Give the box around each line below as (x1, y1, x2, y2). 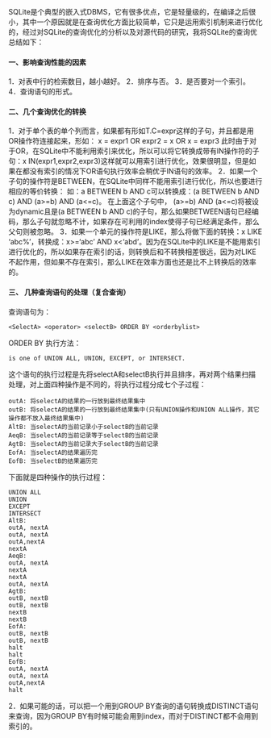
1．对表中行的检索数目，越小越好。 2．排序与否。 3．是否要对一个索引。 (8, 77, 250, 86)
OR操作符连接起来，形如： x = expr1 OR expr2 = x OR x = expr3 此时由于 (8, 136, 250, 146)
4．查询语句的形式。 (8, 87, 77, 97)
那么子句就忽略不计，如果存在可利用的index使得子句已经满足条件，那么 (22, 217, 260, 227)
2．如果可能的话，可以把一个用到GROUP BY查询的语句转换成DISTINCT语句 (8, 701, 260, 711)
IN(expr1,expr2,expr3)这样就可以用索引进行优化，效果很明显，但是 (27, 156, 249, 166)
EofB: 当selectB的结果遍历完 (8, 457, 98, 465)
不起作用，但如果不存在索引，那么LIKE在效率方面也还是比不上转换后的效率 (8, 257, 256, 267)
